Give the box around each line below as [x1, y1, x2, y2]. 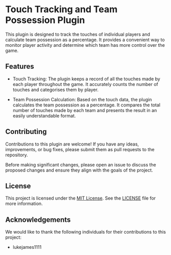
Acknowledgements [5, 215, 71, 224]
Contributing [5, 127, 47, 136]
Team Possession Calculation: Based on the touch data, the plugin [12, 96, 152, 102]
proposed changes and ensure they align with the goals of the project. [5, 167, 153, 173]
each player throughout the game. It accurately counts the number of [12, 81, 158, 87]
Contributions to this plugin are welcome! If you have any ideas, [5, 141, 139, 147]
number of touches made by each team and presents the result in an [12, 107, 157, 113]
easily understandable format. [12, 112, 76, 119]
